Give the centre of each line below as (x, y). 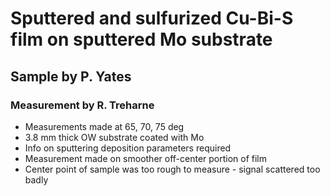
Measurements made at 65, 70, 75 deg (104, 126)
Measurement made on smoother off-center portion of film (146, 158)
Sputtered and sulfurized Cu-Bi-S (152, 18)
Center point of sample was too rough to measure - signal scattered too (172, 169)
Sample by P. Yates (71, 76)
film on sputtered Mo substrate (141, 39)
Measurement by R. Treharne (82, 105)
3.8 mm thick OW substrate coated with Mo (114, 137)
